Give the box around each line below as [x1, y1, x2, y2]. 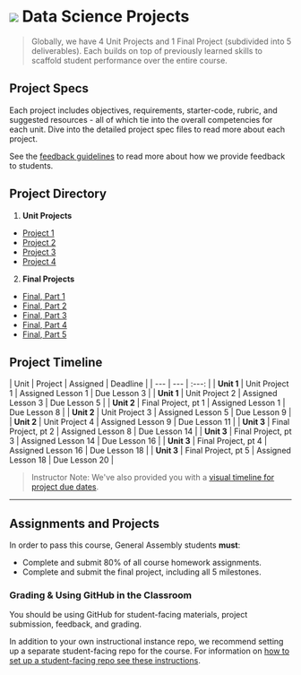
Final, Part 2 [21, 300, 67, 311]
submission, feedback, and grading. [9, 619, 142, 629]
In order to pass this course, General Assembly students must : [9, 540, 241, 550]
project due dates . [30, 481, 99, 492]
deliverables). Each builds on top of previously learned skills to [30, 45, 262, 56]
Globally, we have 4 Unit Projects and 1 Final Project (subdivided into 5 [30, 36, 292, 47]
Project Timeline [9, 354, 103, 369]
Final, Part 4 [21, 319, 67, 330]
